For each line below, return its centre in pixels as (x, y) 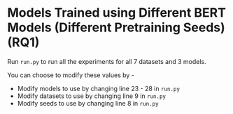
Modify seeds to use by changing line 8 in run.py (88, 103)
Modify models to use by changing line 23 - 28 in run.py (99, 88)
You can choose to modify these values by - (71, 75)
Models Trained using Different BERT (116, 13)
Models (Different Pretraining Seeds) (116, 27)
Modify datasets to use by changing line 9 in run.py (92, 96)
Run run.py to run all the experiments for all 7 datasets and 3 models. (107, 61)
